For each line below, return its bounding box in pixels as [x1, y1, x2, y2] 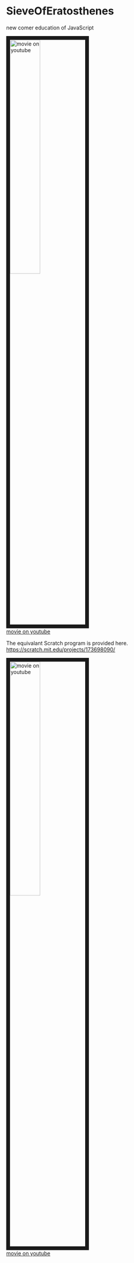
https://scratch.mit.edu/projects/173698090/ [6, 646, 116, 653]
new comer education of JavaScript [6, 24, 94, 31]
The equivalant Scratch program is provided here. [6, 639, 128, 646]
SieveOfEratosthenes [6, 4, 114, 18]
